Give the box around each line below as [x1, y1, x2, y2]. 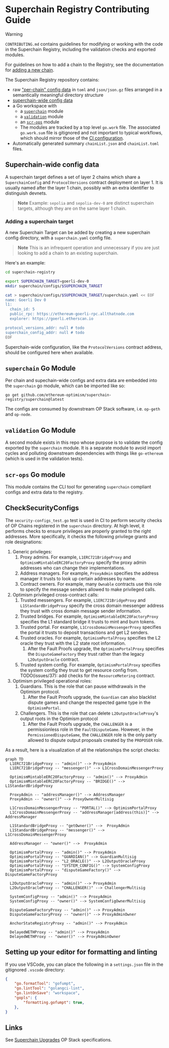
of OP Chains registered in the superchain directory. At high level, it [5, 522, 145, 529]
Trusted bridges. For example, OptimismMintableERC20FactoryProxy [20, 613, 159, 619]
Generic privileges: [12, 548, 52, 554]
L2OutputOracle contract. [27, 656, 80, 662]
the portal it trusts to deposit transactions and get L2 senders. [20, 629, 149, 635]
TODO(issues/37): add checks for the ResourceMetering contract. [20, 672, 155, 679]
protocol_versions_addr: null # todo [5, 325, 85, 330]
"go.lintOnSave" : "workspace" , [14, 991, 80, 996]
